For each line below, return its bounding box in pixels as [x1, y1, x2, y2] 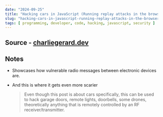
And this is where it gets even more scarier [12, 82, 98, 88]
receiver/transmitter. [24, 107, 65, 113]
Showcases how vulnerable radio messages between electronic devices [12, 68, 157, 73]
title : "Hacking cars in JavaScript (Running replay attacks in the [5, 12, 147, 16]
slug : [5, 16, 16, 21]
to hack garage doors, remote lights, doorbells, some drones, [24, 97, 147, 102]
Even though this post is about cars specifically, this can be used [24, 91, 154, 97]
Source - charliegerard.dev [5, 38, 89, 46]
